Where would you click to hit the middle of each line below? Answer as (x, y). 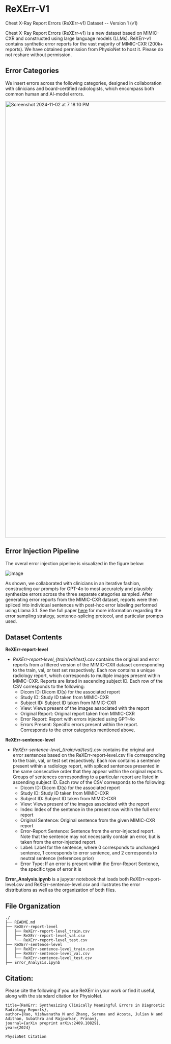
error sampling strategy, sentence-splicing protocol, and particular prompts (84, 616)
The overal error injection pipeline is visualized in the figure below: (75, 563)
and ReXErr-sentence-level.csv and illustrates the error (82, 885)
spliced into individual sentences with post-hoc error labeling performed (81, 605)
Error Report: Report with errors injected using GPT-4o (77, 719)
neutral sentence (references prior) (57, 859)
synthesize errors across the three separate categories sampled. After (79, 594)
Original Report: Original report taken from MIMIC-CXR (77, 714)
